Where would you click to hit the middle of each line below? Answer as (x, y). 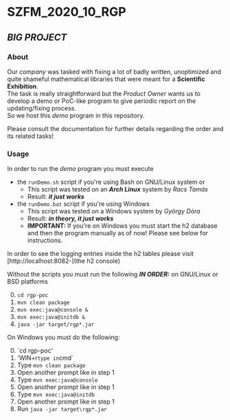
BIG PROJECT (37, 37)
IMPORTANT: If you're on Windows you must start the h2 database (122, 226)
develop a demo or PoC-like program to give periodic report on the (102, 101)
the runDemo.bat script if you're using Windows (83, 204)
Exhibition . (23, 86)
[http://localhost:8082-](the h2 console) (64, 261)
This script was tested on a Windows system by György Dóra (114, 211)
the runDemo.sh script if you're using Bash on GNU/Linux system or (111, 182)
